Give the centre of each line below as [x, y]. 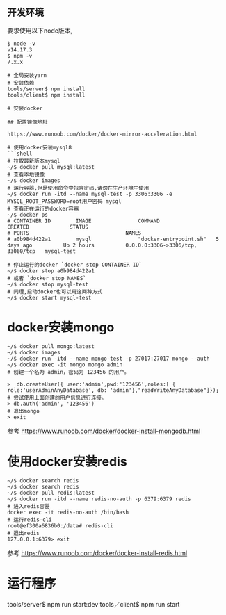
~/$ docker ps [28, 215]
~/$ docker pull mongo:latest [51, 346]
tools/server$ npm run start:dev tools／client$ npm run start [94, 604]
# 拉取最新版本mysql [34, 161]
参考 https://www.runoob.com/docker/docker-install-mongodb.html [104, 431]
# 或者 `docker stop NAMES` [47, 278]
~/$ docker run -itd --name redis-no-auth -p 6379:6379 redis [99, 499]
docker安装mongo [61, 327]
